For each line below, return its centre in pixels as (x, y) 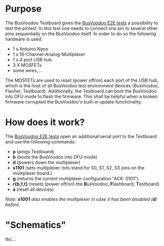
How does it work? (45, 122)
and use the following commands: (40, 142)
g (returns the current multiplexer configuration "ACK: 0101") (75, 179)
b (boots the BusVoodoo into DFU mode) (55, 157)
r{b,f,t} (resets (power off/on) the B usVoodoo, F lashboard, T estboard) (86, 184)
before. (13, 204)
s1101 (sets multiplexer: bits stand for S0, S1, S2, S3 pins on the (78, 167)
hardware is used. (24, 39)
